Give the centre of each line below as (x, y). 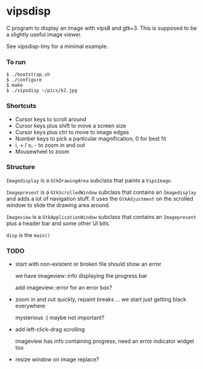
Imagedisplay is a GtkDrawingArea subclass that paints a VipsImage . (89, 180)
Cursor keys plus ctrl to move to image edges (72, 132)
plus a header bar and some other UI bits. (58, 223)
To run (16, 62)
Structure (21, 167)
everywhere (30, 306)
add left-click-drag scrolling (50, 329)
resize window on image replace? (57, 359)
